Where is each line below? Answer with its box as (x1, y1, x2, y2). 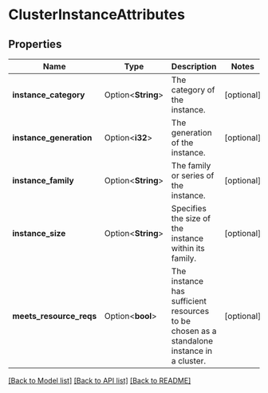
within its (171, 243, 205, 253)
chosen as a (171, 325, 217, 336)
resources (171, 305, 210, 316)
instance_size (12, 228, 66, 238)
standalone (171, 336, 214, 346)
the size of (171, 213, 211, 224)
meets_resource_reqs (12, 311, 97, 321)
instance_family (12, 175, 74, 186)
